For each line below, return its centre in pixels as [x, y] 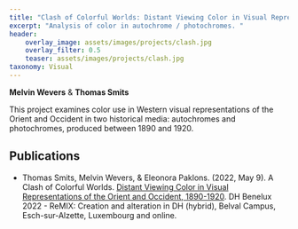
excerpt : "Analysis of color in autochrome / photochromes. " [126, 26]
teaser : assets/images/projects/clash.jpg [105, 59]
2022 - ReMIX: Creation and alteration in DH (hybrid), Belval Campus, [149, 206]
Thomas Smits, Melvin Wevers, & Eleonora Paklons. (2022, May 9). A [148, 178]
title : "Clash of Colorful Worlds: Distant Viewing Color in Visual [138, 17]
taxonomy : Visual [41, 67]
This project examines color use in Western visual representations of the [141, 109]
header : [24, 34]
